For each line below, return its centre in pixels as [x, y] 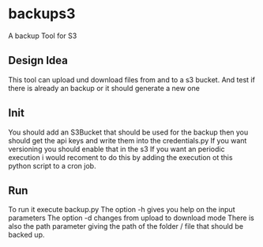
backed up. [26, 235]
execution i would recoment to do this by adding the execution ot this [120, 157]
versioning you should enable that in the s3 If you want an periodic [116, 149]
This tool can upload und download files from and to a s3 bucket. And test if [131, 79]
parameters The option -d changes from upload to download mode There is [131, 218]
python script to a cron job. [52, 165]
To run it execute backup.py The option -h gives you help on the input [122, 210]
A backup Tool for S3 [43, 36]
